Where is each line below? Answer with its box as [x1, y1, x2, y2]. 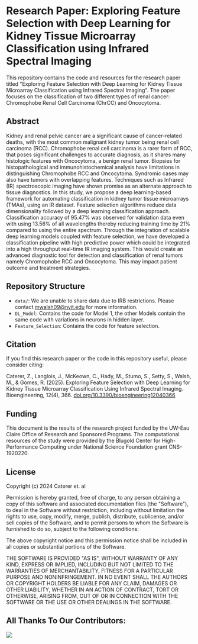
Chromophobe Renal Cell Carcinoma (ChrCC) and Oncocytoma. [6, 99, 161, 106]
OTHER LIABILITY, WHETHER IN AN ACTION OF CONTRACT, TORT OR [6, 586, 178, 593]
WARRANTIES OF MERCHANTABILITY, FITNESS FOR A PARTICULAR [6, 567, 173, 574]
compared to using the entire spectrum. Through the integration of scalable [6, 226, 190, 233]
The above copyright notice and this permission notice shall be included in [6, 537, 187, 544]
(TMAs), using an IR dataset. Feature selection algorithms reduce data [6, 201, 177, 208]
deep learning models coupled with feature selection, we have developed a [6, 233, 189, 240]
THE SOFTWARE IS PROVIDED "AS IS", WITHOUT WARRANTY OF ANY [6, 555, 178, 562]
